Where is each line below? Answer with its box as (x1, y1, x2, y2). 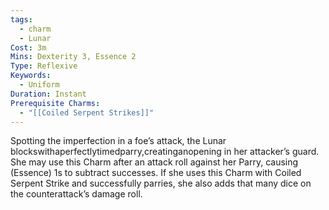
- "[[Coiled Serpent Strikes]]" (19, 107, 155, 118)
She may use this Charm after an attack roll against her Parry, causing (10, 156, 299, 168)
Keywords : (10, 71, 52, 81)
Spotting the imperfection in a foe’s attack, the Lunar (10, 135, 227, 147)
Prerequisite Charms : (10, 98, 101, 108)
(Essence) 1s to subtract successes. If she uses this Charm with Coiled (10, 167, 302, 179)
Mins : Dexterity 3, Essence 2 (10, 52, 137, 62)
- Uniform (19, 80, 60, 90)
